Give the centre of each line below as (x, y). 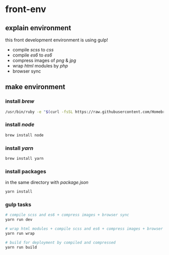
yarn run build (21, 247)
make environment (35, 87)
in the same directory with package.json (47, 182)
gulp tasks (18, 204)
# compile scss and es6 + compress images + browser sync (67, 215)
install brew (20, 101)
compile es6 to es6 (32, 55)
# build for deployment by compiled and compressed (60, 242)
